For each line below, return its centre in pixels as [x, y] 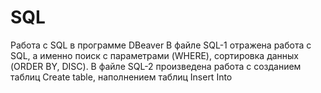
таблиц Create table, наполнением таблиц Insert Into [121, 77]
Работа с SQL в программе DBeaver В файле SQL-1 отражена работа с [161, 45]
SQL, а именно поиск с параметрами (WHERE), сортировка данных [155, 55]
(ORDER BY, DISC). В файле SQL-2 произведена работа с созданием [156, 66]
